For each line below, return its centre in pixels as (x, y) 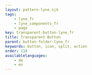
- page (21, 28)
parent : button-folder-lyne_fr (37, 42)
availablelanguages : (26, 56)
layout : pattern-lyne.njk (32, 10)
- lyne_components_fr (36, 23)
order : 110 (16, 51)
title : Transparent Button (33, 37)
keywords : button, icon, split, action (46, 46)
